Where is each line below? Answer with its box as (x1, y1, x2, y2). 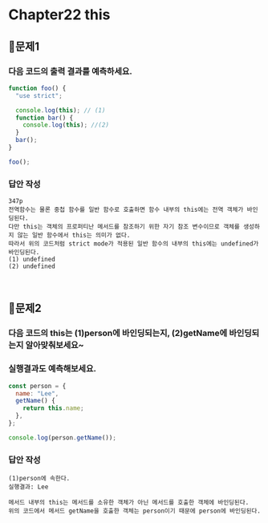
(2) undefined (8, 262, 56, 270)
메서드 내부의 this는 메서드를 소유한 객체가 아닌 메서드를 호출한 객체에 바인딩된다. (8, 499, 250, 507)
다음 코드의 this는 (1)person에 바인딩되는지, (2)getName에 (8, 327, 228, 339)
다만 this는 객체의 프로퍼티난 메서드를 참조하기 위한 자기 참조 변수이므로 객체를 (8, 223, 241, 231)
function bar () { (15, 114, 74, 122)
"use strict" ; (15, 91, 63, 99)
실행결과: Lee (8, 483, 49, 491)
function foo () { (8, 84, 67, 92)
